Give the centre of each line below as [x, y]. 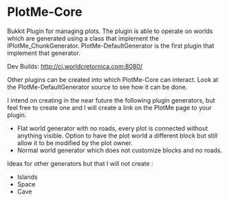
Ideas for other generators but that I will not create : [80, 163]
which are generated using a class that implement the [83, 38]
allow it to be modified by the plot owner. [75, 142]
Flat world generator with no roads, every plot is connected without [112, 128]
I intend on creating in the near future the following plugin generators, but [111, 100]
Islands [27, 177]
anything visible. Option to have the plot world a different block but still [117, 136]
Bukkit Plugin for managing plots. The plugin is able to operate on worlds [110, 31]
